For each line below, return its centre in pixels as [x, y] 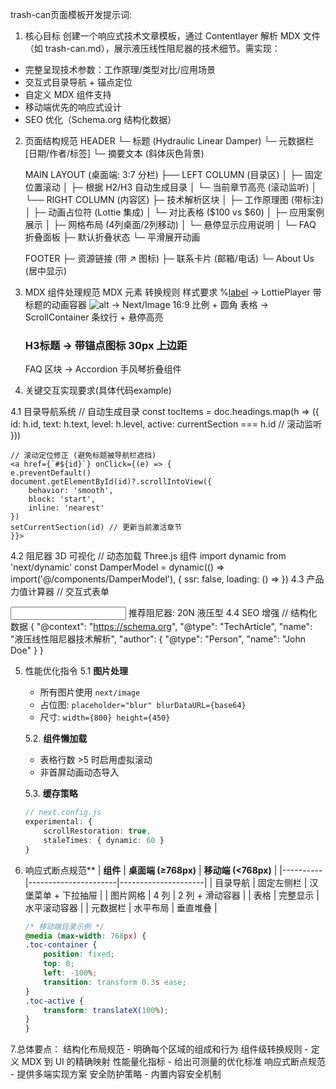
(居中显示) [46, 271]
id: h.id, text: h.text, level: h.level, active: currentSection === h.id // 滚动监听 [166, 424]
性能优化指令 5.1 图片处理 [76, 671]
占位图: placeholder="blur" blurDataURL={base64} [143, 705]
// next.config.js [63, 813]
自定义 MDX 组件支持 [68, 94]
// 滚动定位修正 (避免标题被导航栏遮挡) [83, 456]
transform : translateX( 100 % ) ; [106, 1010]
